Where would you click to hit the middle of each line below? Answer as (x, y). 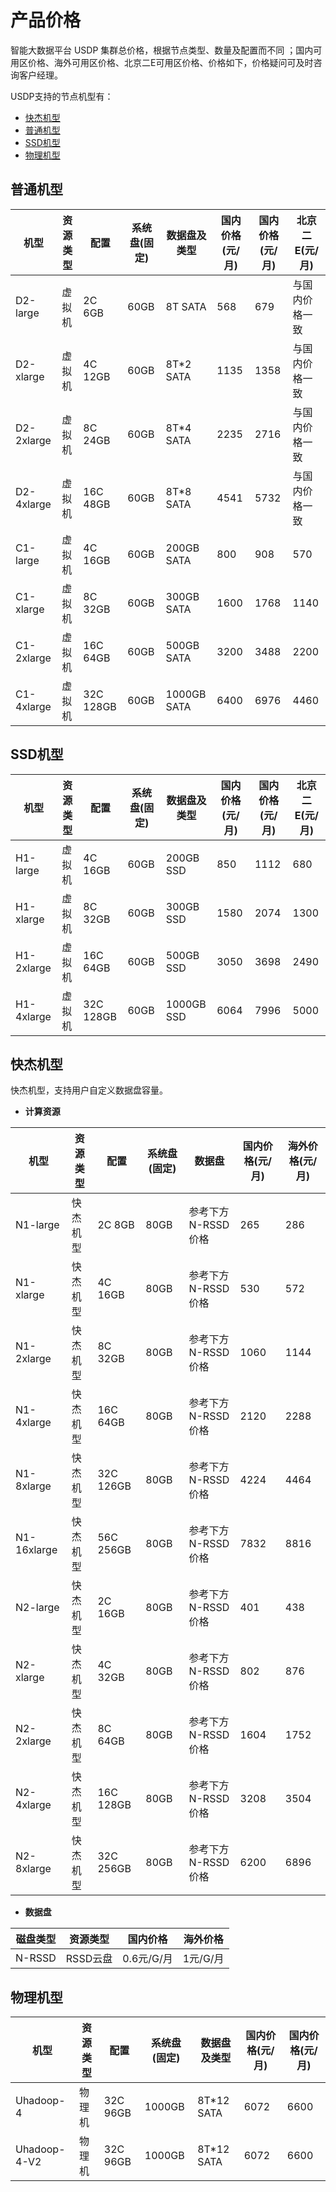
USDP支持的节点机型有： (62, 96)
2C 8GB (116, 1225)
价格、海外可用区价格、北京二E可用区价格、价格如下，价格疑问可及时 (170, 62)
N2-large (37, 1608)
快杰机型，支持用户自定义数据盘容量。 (89, 1090)
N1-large (37, 1225)
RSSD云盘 (89, 1959)
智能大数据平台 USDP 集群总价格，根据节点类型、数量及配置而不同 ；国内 (162, 50)
